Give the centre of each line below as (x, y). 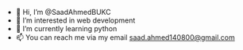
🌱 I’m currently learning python (66, 29)
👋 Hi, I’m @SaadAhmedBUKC (63, 12)
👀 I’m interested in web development (75, 20)
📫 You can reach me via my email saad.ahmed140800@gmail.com (125, 37)
